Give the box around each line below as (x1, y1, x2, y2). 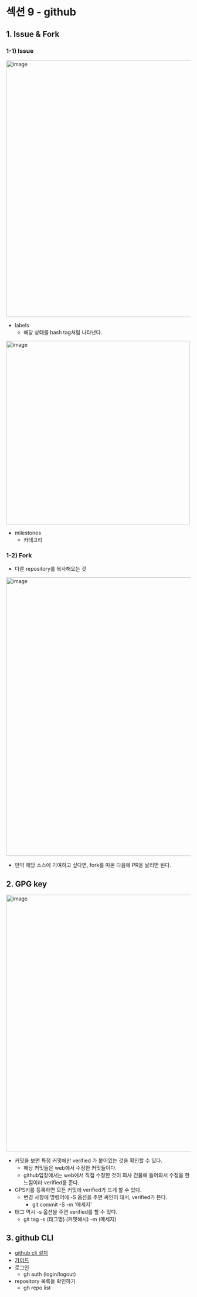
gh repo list (23, 1284, 51, 1291)
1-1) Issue (6, 46, 34, 55)
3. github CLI (6, 1233, 54, 1243)
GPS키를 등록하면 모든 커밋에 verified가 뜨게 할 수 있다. (14, 1186, 142, 1193)
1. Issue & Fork (6, 29, 60, 39)
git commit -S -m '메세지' (32, 1201, 92, 1208)
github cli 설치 (14, 1249, 48, 1256)
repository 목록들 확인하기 (14, 1277, 76, 1285)
